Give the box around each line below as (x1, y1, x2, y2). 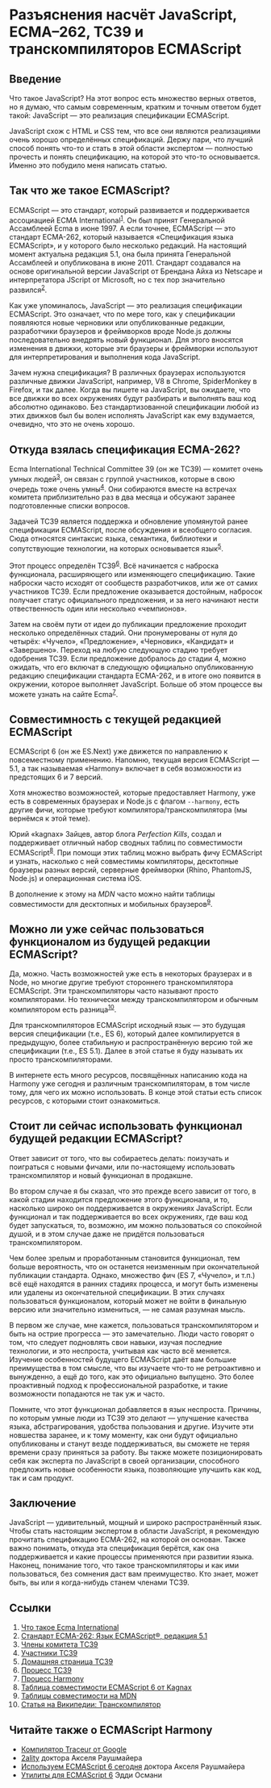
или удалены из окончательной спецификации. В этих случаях (9, 1287, 225, 1297)
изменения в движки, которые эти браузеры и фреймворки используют (9, 344, 258, 353)
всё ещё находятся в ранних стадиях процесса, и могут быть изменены (9, 1279, 259, 1289)
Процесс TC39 (20, 1665, 72, 1675)
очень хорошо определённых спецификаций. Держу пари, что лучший (9, 135, 253, 144)
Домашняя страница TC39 (20, 1656, 114, 1667)
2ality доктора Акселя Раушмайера (20, 1753, 143, 1763)
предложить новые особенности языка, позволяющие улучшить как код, (9, 1464, 262, 1474)
